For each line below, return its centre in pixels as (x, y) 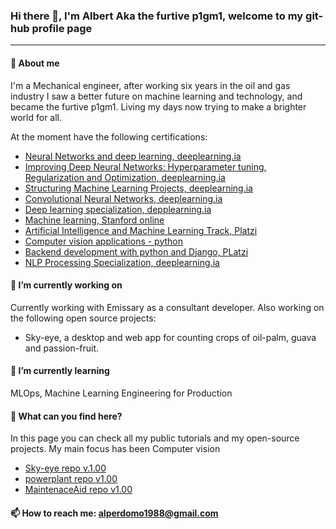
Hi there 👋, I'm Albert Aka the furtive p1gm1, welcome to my (157, 16)
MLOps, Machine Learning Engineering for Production (121, 393)
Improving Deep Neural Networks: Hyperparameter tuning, (145, 166)
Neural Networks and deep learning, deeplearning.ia (133, 156)
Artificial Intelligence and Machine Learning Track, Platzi (141, 230)
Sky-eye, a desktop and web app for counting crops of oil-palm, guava (170, 337)
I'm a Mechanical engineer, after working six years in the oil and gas (150, 85)
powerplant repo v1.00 (71, 479)
